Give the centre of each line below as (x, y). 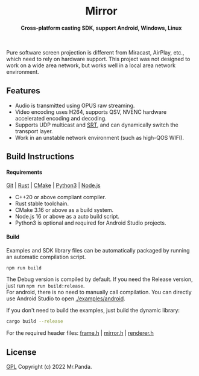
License (21, 352)
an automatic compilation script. (46, 257)
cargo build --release (35, 322)
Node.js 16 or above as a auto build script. (67, 217)
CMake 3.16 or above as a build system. (64, 210)
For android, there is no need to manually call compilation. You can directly (99, 292)
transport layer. (34, 131)
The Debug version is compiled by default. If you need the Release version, (99, 279)
